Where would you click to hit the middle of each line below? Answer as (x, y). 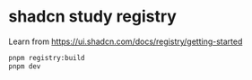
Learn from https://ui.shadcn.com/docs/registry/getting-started (126, 41)
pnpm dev (25, 66)
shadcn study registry (92, 17)
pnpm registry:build (47, 58)
